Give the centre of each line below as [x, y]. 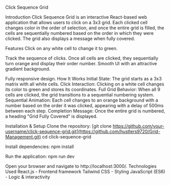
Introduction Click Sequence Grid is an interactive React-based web [76, 17]
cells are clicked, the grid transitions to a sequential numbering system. [80, 95]
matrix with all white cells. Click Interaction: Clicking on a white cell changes [85, 84]
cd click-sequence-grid [67, 137]
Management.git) [23, 137]
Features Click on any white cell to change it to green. [61, 48]
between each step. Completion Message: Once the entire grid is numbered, [85, 111]
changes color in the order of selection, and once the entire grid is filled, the [85, 28]
